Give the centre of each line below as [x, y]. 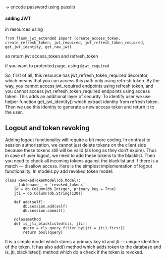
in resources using [24, 29]
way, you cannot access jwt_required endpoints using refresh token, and [79, 86]
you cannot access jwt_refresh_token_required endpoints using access [78, 91]
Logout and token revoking [48, 128]
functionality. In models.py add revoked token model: [59, 171]
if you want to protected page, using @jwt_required [57, 66]
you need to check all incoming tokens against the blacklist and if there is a [82, 160]
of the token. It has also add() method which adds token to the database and [83, 247]
